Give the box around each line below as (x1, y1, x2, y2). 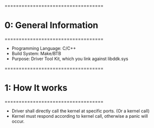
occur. (11, 118, 25, 124)
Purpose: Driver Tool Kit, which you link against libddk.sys (11, 56, 129, 62)
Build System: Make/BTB (11, 50, 61, 56)
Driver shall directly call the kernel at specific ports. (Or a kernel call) (11, 108, 150, 114)
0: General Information (4, 20, 98, 31)
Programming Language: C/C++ (11, 45, 77, 51)
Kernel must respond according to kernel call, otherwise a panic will (11, 113, 148, 119)
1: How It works (4, 83, 68, 93)
